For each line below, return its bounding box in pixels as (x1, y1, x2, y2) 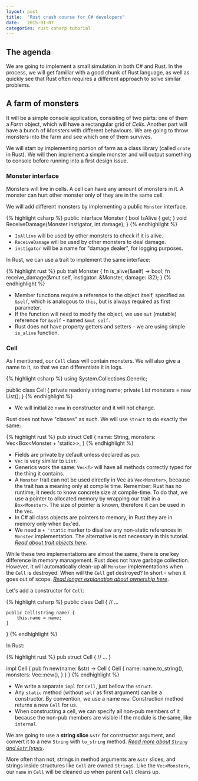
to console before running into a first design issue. (6, 157, 128, 164)
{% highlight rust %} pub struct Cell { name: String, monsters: (6, 434, 156, 441)
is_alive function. (14, 329, 60, 337)
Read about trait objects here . (14, 539, 88, 546)
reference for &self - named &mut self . (14, 317, 110, 324)
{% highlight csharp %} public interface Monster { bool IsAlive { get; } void (6, 214, 187, 222)
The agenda (6, 47, 51, 57)
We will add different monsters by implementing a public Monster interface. (6, 203, 187, 210)
